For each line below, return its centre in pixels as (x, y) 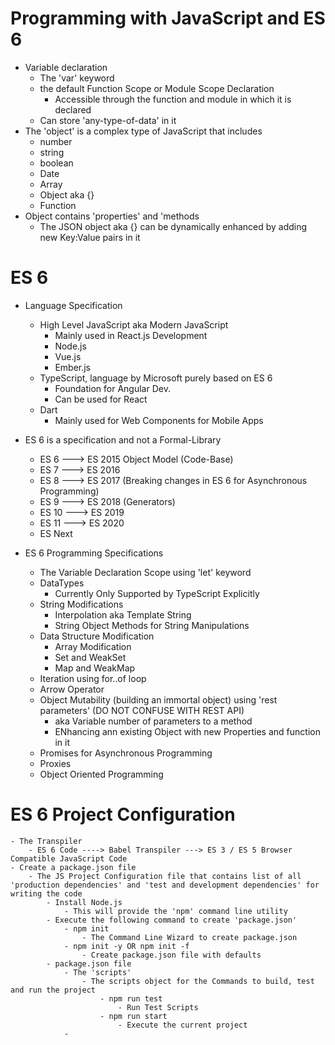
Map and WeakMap (95, 668)
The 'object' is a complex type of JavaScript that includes (143, 131)
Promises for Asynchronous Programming (126, 753)
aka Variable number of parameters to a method (153, 721)
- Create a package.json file (73, 867)
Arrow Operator (72, 689)
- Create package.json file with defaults (171, 955)
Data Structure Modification (97, 636)
